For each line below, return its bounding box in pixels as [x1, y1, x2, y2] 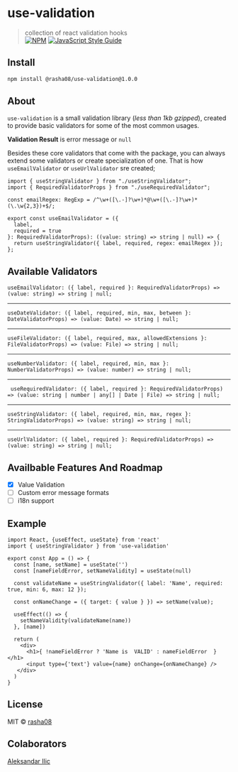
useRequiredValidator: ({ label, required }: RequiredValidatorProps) [10, 386, 223, 393]
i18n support [17, 496, 55, 505]
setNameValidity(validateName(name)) [20, 617, 132, 624]
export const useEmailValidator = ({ [7, 215, 119, 222]
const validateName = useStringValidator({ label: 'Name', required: [13, 580, 223, 587]
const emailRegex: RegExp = [7, 197, 91, 204]
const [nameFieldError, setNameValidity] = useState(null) [13, 567, 192, 575]
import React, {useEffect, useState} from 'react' [7, 536, 160, 544]
